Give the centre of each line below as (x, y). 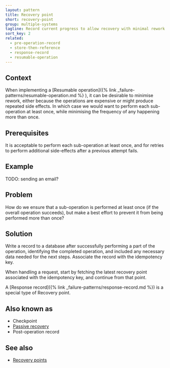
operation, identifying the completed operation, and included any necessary (85, 252)
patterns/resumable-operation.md (41, 96)
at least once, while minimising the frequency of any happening (93, 112)
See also (19, 348)
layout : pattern (22, 10)
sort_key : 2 (18, 34)
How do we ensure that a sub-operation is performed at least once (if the (82, 207)
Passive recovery (31, 326)
